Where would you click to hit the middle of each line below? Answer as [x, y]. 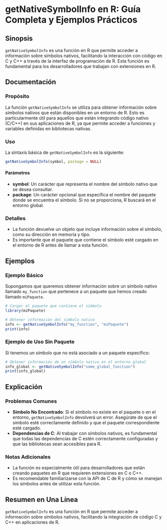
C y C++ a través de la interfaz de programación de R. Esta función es [77, 61]
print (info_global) [25, 371]
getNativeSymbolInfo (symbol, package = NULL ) [53, 161]
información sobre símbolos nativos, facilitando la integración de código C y [83, 517]
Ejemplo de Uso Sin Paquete [40, 342]
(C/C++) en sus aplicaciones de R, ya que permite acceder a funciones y [80, 123]
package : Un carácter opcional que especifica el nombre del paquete [84, 195]
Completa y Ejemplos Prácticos [71, 20]
